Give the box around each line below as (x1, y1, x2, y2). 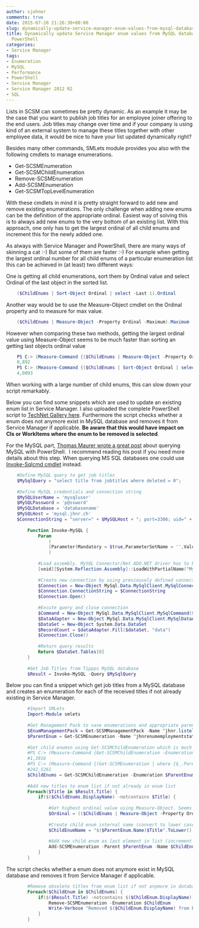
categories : (6, 42, 36, 48)
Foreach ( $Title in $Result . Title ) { (27, 788, 118, 794)
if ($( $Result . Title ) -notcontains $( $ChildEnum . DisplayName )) (37, 894, 195, 900)
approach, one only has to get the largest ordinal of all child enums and (6, 224, 180, 232)
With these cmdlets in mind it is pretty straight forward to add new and (6, 199, 178, 206)
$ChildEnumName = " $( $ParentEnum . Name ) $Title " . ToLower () (48, 827, 192, 833)
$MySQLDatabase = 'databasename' (17, 505, 99, 511)
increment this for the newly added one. (6, 230, 104, 237)
